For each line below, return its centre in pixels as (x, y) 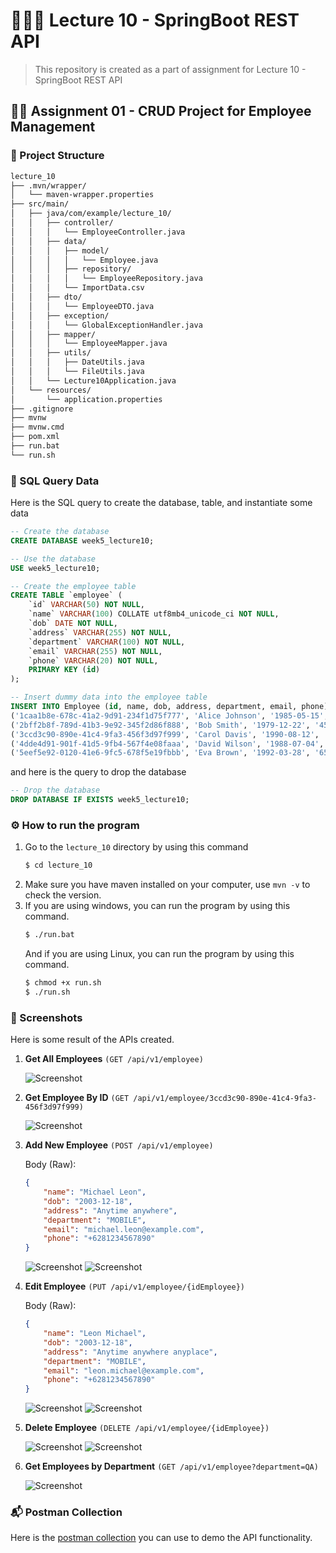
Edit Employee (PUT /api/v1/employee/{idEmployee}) (134, 1286)
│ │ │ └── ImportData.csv (77, 288)
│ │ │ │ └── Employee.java (84, 260)
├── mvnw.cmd (37, 427)
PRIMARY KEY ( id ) (64, 670)
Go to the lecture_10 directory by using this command (136, 847)
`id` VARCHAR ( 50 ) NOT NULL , (86, 605)
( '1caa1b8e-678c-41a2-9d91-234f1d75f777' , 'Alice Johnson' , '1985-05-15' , (169, 715)
